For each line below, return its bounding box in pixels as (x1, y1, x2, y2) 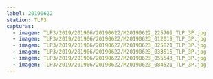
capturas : (6, 23, 35, 30)
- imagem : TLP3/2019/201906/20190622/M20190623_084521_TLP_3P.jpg (12, 61, 207, 68)
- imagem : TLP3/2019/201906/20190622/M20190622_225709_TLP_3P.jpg (12, 29, 207, 36)
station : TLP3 (6, 16, 47, 23)
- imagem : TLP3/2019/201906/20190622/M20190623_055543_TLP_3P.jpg (12, 55, 207, 62)
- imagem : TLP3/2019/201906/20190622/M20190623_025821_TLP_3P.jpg (12, 42, 207, 49)
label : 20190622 (6, 10, 53, 17)
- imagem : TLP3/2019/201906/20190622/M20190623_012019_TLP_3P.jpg (12, 36, 207, 43)
